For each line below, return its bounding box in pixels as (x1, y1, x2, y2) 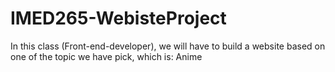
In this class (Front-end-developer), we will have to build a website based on (10, 40, 326, 52)
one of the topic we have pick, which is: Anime (10, 50, 203, 62)
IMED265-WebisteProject (10, 7, 227, 30)
